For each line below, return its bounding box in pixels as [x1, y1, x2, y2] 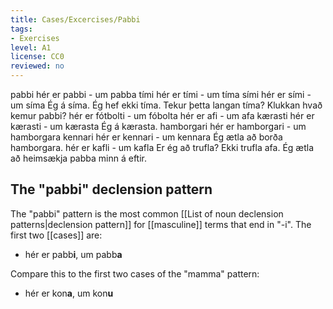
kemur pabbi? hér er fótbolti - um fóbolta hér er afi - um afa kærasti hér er [10, 110, 315, 121]
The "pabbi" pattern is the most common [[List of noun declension [10, 207, 284, 220]
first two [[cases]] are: [10, 229, 103, 241]
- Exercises [10, 33, 60, 43]
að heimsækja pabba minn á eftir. [10, 152, 148, 164]
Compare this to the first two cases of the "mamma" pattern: [10, 267, 260, 280]
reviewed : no [10, 61, 65, 71]
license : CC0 [10, 52, 65, 62]
